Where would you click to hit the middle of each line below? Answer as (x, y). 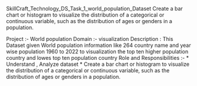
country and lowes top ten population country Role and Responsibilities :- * (98, 58)
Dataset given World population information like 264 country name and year (98, 45)
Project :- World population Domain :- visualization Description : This (90, 39)
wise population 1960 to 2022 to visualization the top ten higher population (97, 52)
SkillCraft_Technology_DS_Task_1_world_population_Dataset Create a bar (95, 9)
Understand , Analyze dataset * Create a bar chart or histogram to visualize (98, 64)
